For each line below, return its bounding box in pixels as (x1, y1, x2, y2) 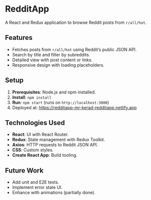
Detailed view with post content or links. (12, 57, 93, 63)
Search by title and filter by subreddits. (12, 52, 90, 57)
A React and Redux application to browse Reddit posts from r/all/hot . (5, 19, 147, 25)
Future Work (5, 166, 44, 175)
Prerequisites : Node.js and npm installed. (12, 89, 96, 95)
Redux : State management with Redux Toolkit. (12, 137, 105, 143)
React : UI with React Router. (12, 131, 69, 137)
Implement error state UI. (12, 184, 63, 190)
